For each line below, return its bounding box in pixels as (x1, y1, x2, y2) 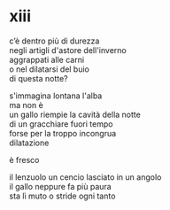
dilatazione (9, 137, 50, 148)
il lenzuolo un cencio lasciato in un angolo (9, 171, 162, 183)
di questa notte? (9, 73, 68, 83)
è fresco (9, 154, 40, 165)
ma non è (9, 99, 44, 110)
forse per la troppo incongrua (9, 128, 117, 138)
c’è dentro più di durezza (9, 35, 100, 46)
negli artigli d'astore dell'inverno (9, 44, 127, 55)
